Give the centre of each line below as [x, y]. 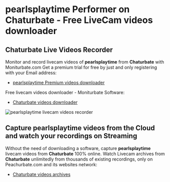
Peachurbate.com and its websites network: [51, 164]
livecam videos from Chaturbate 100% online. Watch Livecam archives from [85, 154]
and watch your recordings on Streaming [71, 136]
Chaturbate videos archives [42, 174]
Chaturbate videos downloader [45, 102]
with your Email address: [31, 73]
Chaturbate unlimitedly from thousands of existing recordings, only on [79, 159]
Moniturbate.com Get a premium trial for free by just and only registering [81, 67]
